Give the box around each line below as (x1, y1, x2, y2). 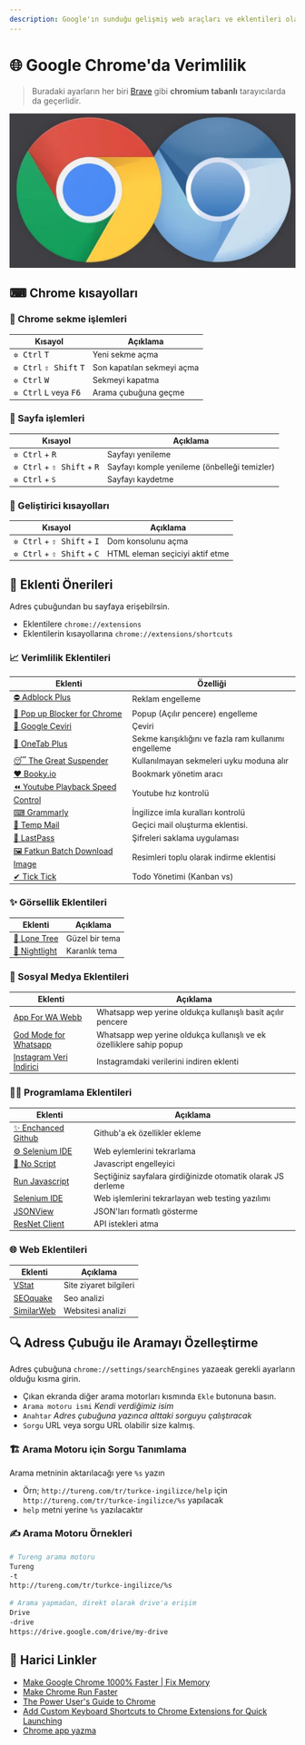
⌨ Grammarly (13, 807, 69, 818)
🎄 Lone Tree (13, 932, 59, 943)
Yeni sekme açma (92, 350, 159, 360)
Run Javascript (13, 1176, 70, 1187)
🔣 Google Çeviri (13, 720, 73, 731)
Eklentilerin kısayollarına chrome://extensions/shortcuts (22, 628, 233, 639)
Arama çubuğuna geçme (92, 387, 185, 399)
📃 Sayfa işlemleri (9, 412, 85, 425)
